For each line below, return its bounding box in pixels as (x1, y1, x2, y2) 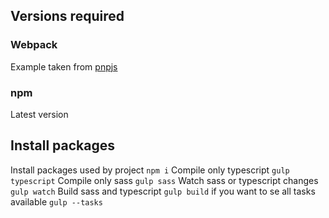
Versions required (10, 8, 125, 25)
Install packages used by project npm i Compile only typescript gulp (10, 164, 290, 176)
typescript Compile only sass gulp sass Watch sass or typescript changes (10, 174, 319, 186)
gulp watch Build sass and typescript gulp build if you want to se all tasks (10, 185, 316, 197)
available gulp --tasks (10, 195, 103, 208)
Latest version (10, 108, 69, 120)
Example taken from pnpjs (10, 60, 118, 73)
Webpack (10, 38, 58, 52)
